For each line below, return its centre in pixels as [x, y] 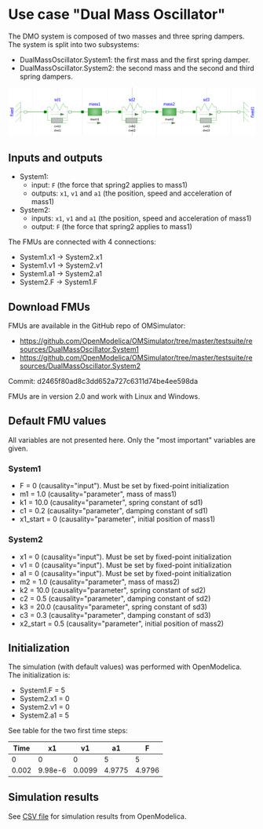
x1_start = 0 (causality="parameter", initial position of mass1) [117, 519]
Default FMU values [57, 421]
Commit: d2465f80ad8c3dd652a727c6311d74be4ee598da [103, 382]
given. [18, 448]
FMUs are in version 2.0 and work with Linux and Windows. [104, 396]
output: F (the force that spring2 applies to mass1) [111, 227]
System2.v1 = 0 [45, 707]
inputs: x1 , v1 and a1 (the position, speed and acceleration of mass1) [141, 218]
